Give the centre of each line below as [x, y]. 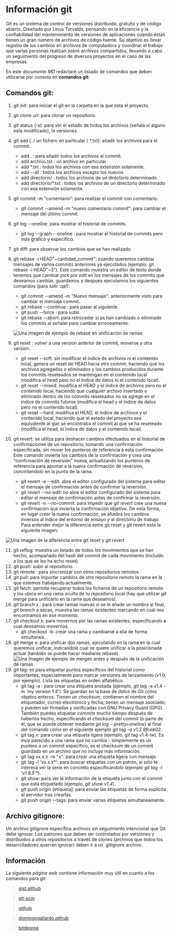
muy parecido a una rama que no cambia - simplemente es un [86, 740]
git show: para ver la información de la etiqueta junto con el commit [92, 778]
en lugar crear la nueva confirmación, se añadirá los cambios [85, 514]
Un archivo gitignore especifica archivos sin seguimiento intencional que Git [86, 828]
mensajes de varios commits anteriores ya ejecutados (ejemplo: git [84, 264]
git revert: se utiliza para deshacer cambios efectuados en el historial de [89, 439]
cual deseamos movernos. [41, 626]
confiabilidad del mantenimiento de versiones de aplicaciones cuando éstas [85, 34]
